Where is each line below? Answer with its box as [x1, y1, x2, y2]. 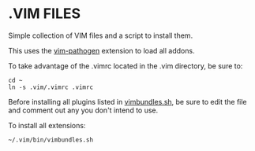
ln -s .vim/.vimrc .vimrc [8, 83, 93, 91]
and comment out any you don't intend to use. [8, 105, 159, 115]
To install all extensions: [8, 120, 86, 130]
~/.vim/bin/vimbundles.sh [8, 135, 93, 144]
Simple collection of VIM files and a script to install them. [8, 31, 193, 40]
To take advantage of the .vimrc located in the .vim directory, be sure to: [8, 61, 243, 71]
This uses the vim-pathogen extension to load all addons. [8, 46, 195, 55]
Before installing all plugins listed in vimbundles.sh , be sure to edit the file [8, 97, 247, 106]
